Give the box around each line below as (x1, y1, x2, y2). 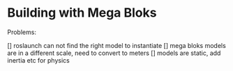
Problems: (7, 28, 37, 36)
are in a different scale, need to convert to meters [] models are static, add (7, 49, 221, 57)
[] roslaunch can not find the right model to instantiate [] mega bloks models (7, 41, 227, 49)
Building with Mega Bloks (7, 5, 157, 21)
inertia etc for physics (7, 56, 70, 64)
